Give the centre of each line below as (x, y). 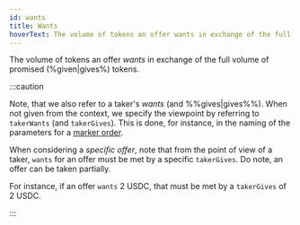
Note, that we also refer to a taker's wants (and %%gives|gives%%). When (148, 104)
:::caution (27, 87)
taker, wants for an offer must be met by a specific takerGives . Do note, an (146, 160)
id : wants (28, 17)
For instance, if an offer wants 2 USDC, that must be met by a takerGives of (148, 186)
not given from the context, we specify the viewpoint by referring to (135, 114)
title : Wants (34, 26)
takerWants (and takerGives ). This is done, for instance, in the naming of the (150, 123)
